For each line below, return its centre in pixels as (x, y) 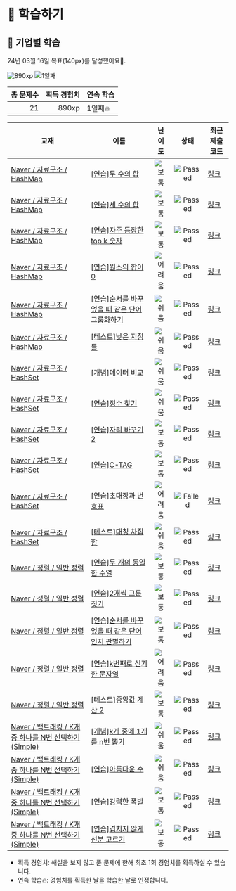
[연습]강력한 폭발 (117, 801)
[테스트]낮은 (110, 336)
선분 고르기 (108, 839)
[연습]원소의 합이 (117, 267)
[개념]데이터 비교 (117, 372)
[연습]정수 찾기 (114, 403)
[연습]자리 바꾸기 (117, 430)
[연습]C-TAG (112, 465)
